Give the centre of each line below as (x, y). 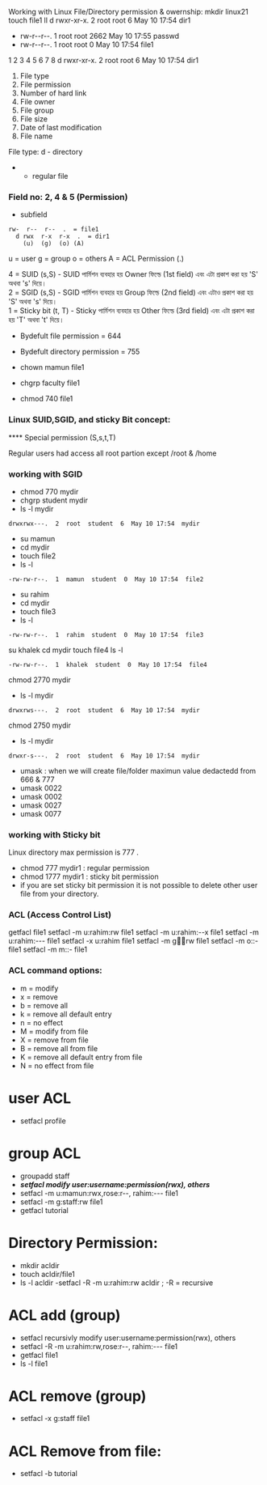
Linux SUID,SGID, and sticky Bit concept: (90, 420)
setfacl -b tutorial (49, 1474)
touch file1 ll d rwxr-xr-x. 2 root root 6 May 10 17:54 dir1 (100, 20)
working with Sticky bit (54, 834)
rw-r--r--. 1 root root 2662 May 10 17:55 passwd (100, 36)
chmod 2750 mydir (40, 725)
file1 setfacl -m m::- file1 (48, 949)
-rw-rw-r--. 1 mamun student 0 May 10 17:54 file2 (106, 579)
